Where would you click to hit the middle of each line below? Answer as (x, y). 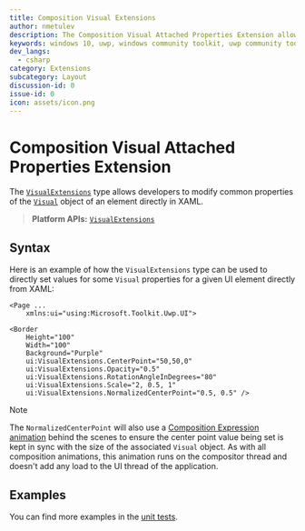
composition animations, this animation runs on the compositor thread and (148, 456)
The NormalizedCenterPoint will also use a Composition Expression (134, 427)
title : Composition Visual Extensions (83, 18)
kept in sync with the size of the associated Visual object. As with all (138, 447)
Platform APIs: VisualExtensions (93, 219)
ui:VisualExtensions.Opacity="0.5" (93, 369)
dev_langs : (30, 52)
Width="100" (48, 346)
